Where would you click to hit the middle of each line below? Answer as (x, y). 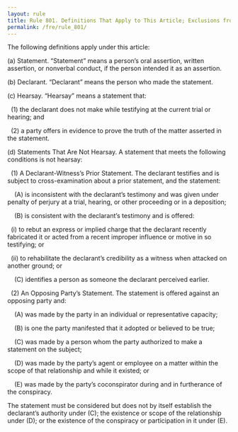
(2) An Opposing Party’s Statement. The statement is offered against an (115, 293)
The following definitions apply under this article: (79, 47)
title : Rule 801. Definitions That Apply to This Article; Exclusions (114, 21)
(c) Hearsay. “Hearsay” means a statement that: (77, 96)
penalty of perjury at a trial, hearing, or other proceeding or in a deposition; (117, 202)
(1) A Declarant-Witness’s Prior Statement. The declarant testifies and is (115, 174)
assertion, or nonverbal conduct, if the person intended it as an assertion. (114, 69)
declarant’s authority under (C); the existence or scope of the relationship (114, 413)
